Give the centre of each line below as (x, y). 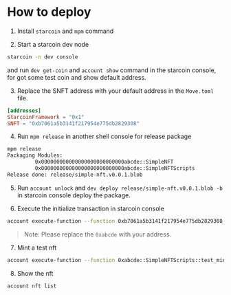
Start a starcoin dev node (53, 44)
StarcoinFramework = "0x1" (46, 117)
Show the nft (35, 273)
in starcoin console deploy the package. (74, 195)
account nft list (32, 286)
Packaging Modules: (35, 155)
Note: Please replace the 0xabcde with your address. (98, 234)
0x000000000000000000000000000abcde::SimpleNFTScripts (115, 168)
